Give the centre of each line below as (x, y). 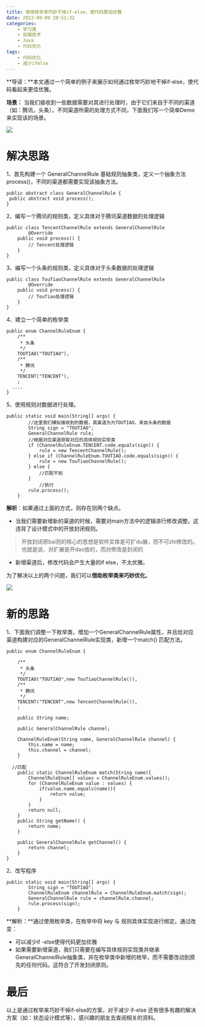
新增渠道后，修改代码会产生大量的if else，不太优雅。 (81, 563)
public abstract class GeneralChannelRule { (64, 194)
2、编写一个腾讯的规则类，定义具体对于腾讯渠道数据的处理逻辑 (85, 216)
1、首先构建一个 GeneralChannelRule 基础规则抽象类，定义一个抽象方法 (96, 174)
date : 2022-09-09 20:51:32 (41, 18)
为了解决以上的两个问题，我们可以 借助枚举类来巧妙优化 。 (78, 575)
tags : (13, 52)
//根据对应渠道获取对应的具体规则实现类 (72, 440)
